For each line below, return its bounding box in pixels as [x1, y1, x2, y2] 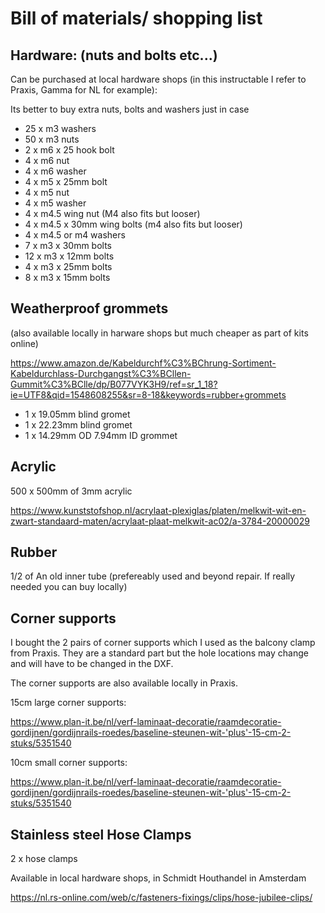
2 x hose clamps [10, 853, 78, 865]
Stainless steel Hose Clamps [10, 826, 192, 843]
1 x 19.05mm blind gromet [24, 408, 131, 420]
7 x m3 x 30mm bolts [24, 240, 113, 251]
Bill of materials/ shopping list [10, 7, 263, 30]
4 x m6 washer [24, 165, 87, 177]
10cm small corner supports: [10, 757, 128, 769]
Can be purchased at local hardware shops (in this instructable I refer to [10, 73, 307, 85]
